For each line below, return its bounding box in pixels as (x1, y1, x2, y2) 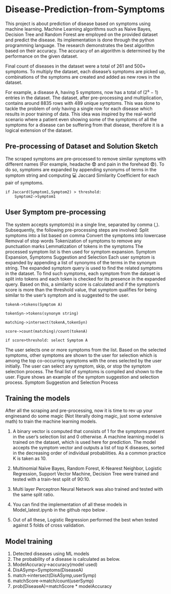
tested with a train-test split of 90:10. (12, 476, 90, 483)
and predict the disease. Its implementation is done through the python (5, 37, 155, 43)
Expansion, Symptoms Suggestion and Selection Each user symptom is (5, 254, 155, 260)
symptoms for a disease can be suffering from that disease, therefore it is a (5, 122, 164, 128)
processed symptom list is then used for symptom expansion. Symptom (5, 248, 156, 255)
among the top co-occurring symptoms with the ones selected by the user (5, 357, 162, 363)
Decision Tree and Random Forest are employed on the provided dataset (5, 31, 158, 37)
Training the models (5, 394, 70, 402)
